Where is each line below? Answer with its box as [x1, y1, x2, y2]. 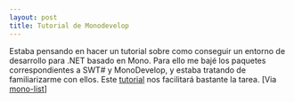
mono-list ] [9, 83, 47, 94]
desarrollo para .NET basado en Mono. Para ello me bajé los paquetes [9, 55, 266, 66]
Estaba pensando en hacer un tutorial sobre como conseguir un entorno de [9, 45, 286, 56]
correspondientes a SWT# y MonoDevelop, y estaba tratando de [9, 64, 247, 75]
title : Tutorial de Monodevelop [9, 21, 129, 30]
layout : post [9, 12, 58, 22]
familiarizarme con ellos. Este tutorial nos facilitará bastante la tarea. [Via [9, 74, 277, 84]
